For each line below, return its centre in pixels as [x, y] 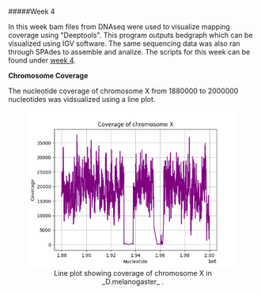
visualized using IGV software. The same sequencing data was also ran [124, 43]
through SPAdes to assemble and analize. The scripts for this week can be [129, 52]
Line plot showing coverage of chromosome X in [133, 273]
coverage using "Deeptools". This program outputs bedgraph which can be [130, 35]
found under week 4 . [42, 60]
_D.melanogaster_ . [133, 281]
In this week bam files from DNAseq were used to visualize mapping [119, 26]
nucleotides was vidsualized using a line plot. [82, 99]
